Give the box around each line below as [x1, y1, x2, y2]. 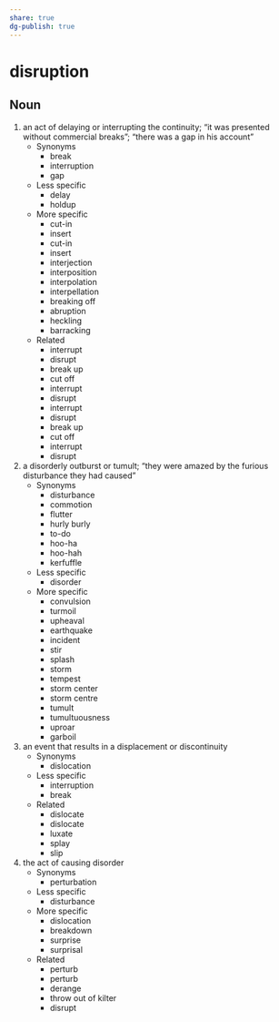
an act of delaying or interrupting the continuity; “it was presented [22, 121, 270, 132]
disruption [9, 61, 89, 82]
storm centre [49, 692, 98, 703]
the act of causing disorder [22, 857, 125, 868]
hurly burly [49, 518, 91, 529]
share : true [9, 13, 55, 23]
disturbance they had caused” [22, 470, 136, 481]
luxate [49, 828, 74, 839]
